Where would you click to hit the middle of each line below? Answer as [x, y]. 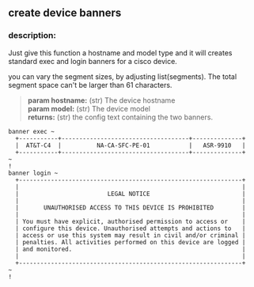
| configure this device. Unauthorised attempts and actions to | [131, 228]
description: [32, 36]
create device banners [65, 13]
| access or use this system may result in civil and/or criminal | [131, 235]
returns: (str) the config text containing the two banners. [120, 117]
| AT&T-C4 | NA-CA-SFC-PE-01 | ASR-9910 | [131, 145]
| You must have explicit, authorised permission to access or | [131, 221]
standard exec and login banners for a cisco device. [93, 61]
